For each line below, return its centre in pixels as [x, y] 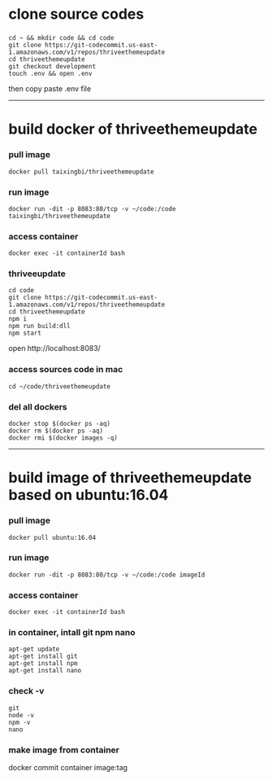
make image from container [64, 750]
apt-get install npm [43, 664]
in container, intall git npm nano [72, 633]
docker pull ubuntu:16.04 [52, 537]
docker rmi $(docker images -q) [63, 438]
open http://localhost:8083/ [55, 348]
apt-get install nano [45, 671]
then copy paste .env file [50, 89]
